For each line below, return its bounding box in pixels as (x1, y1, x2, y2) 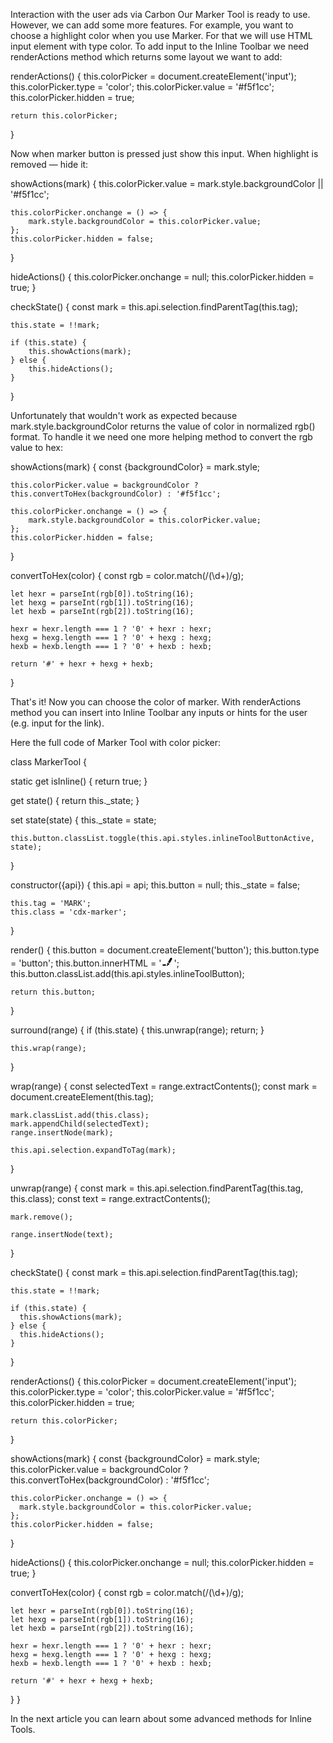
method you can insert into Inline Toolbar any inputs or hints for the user (10, 707, 308, 718)
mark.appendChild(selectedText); (10, 1119, 150, 1129)
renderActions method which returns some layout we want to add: (10, 51, 283, 63)
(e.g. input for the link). (10, 717, 105, 729)
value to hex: (10, 442, 64, 453)
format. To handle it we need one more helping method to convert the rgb (10, 431, 313, 443)
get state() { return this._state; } (10, 795, 140, 806)
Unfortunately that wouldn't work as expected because (10, 410, 238, 421)
